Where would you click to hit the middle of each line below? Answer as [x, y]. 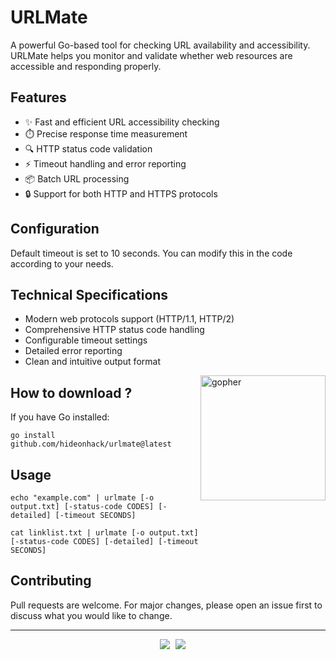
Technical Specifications [89, 294]
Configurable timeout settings [86, 340]
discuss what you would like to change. [91, 615]
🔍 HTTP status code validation [88, 148]
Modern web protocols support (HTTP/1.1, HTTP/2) [129, 319]
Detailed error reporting [73, 351]
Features [38, 97]
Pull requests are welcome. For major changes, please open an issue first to [166, 605]
